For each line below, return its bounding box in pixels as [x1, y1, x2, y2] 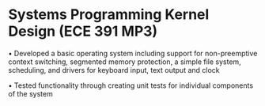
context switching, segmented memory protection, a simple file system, [8, 57, 241, 66]
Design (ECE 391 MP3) [8, 22, 158, 40]
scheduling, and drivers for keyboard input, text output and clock [8, 65, 220, 74]
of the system [8, 89, 53, 98]
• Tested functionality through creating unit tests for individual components [8, 81, 254, 90]
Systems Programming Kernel [8, 6, 210, 24]
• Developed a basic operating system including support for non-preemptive [8, 48, 258, 58]
